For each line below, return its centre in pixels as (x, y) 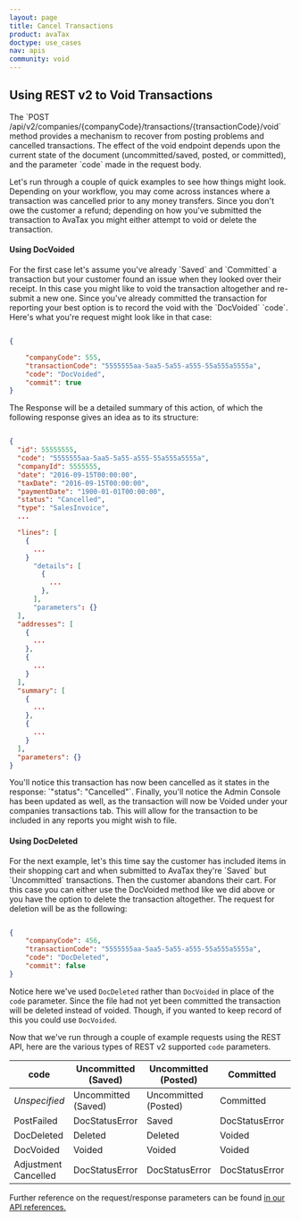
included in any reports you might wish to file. (93, 820)
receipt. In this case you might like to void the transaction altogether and (142, 289)
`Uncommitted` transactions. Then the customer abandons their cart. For (143, 880)
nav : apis (28, 51)
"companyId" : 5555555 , (59, 466)
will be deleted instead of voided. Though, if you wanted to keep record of (146, 1010)
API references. (38, 1207)
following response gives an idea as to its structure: (104, 418)
